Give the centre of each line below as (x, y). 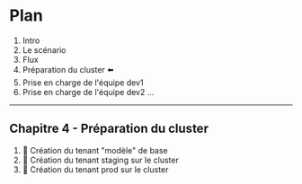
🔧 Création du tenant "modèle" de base (95, 150)
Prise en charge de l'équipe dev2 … (88, 92)
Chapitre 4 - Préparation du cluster (109, 129)
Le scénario (44, 49)
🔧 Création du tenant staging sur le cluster (101, 160)
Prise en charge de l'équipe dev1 (83, 83)
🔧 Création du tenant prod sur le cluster (95, 169)
